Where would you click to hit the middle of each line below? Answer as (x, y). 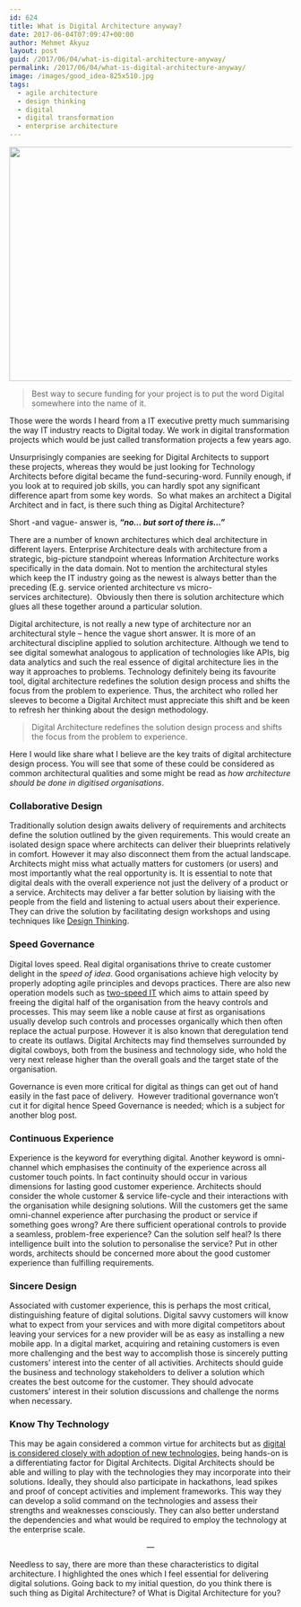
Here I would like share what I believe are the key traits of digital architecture (150, 754)
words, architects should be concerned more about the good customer (140, 1253)
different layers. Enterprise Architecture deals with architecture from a (138, 549)
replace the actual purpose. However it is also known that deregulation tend (149, 1030)
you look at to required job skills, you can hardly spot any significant (135, 486)
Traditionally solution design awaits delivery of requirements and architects (148, 826)
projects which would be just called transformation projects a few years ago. (150, 440)
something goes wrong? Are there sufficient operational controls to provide (148, 1224)
